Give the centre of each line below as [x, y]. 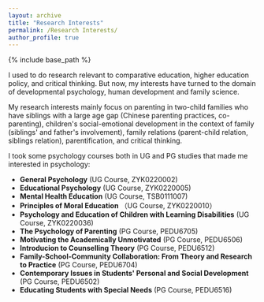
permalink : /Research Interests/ [63, 30]
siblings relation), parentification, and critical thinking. [95, 141]
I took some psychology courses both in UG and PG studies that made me [128, 156]
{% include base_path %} [50, 60]
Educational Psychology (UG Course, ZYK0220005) [105, 188]
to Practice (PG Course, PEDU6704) [78, 265]
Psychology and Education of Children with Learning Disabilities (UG [134, 214]
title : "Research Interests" [56, 23]
